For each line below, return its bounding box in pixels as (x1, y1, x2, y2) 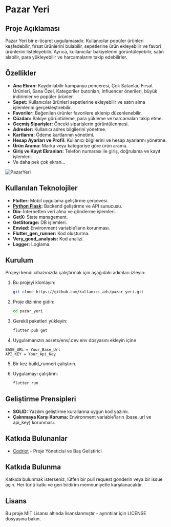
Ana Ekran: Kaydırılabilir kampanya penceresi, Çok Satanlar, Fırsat (12, 82, 153, 88)
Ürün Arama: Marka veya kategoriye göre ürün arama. (12, 142, 128, 148)
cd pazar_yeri (12, 309, 43, 314)
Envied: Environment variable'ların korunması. (12, 224, 110, 231)
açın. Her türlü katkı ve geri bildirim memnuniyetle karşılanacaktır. (5, 482, 143, 488)
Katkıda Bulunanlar (5, 434, 68, 443)
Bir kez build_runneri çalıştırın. (12, 361, 77, 367)
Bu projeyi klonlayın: (12, 279, 56, 286)
